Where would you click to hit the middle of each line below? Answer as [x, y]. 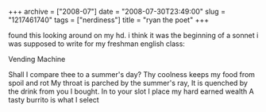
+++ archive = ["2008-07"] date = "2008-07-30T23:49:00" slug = [117, 12]
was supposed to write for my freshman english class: [96, 44]
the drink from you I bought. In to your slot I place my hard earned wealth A [131, 91]
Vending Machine [37, 59]
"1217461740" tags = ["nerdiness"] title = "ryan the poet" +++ [108, 20]
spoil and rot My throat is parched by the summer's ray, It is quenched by [128, 83]
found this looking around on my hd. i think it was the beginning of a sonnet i [133, 35]
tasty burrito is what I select [54, 100]
